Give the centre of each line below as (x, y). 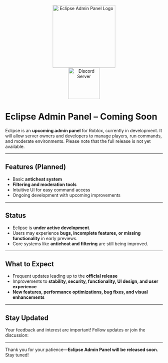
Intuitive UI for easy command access (51, 190)
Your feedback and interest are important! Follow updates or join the (75, 330)
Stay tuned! (17, 355)
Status (16, 216)
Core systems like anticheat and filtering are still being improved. (80, 244)
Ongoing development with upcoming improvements (66, 195)
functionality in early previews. (45, 238)
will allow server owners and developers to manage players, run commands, (83, 136)
